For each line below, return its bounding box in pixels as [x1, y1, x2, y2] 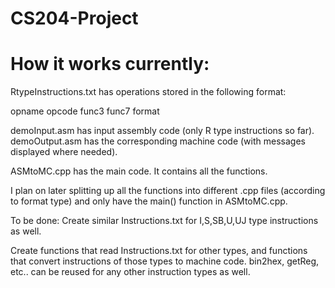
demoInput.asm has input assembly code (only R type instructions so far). [10, 125, 315, 137]
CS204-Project [10, 7, 139, 30]
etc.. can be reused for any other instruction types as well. [10, 266, 251, 278]
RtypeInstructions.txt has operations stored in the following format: [10, 86, 287, 98]
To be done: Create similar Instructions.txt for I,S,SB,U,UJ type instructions [10, 215, 319, 227]
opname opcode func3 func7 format [10, 105, 160, 117]
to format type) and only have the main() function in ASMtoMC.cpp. [10, 195, 288, 207]
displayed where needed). [10, 146, 118, 158]
